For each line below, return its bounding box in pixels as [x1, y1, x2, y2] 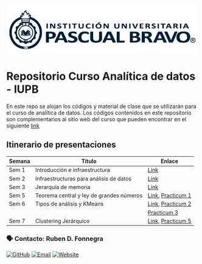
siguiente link [6, 122, 40, 129]
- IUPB [6, 82, 39, 96]
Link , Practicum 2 [147, 200, 192, 208]
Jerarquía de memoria [35, 183, 91, 190]
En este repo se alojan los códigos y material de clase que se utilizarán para [6, 102, 197, 110]
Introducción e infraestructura [35, 166, 111, 174]
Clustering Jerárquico [35, 217, 90, 224]
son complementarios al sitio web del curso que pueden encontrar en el [6, 115, 187, 123]
